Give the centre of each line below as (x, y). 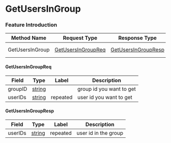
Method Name (29, 38)
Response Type (137, 38)
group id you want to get (106, 89)
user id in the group (100, 133)
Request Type (80, 38)
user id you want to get (105, 97)
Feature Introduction (31, 25)
